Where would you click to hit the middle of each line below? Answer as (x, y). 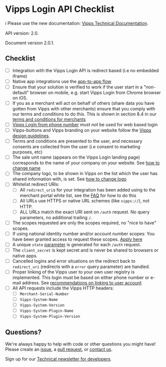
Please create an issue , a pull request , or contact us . (59, 350)
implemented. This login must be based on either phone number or (81, 277)
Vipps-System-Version (42, 305)
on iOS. (20, 97)
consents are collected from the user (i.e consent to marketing (76, 147)
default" (21, 92)
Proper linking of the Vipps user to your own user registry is (74, 272)
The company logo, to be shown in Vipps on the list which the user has (85, 174)
